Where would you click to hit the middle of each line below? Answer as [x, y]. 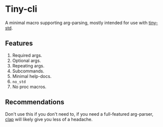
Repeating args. [28, 65]
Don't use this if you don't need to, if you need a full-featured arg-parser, [79, 114]
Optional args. [26, 61]
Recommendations [35, 102]
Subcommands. [28, 71]
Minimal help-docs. [32, 76]
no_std [19, 82]
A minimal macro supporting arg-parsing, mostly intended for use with [76, 23]
